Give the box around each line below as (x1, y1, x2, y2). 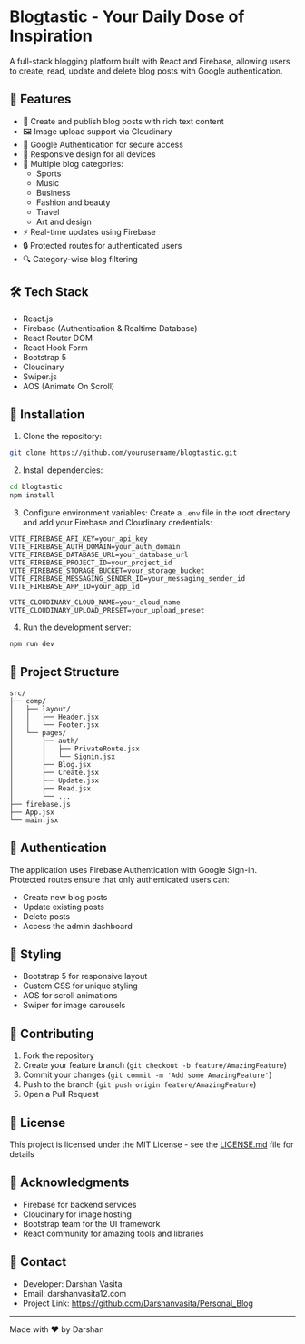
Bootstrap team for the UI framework (22, 1218, 161, 1229)
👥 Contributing (9, 1025, 94, 1041)
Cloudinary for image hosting (22, 1209, 132, 1220)
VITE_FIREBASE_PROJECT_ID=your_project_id (9, 558, 172, 567)
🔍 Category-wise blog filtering (22, 253, 138, 264)
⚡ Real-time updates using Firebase (22, 226, 157, 237)
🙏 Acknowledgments (9, 1175, 130, 1191)
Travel (35, 206, 60, 217)
